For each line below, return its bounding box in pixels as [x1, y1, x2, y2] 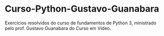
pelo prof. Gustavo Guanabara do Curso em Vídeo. [5, 25, 111, 31]
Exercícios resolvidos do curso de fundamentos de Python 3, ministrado [5, 20, 157, 26]
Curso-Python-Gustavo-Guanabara [5, 3, 159, 15]
